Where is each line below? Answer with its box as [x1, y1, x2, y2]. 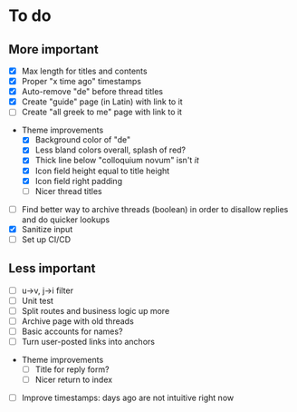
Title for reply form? [34, 364, 110, 375]
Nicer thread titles [34, 185, 102, 196]
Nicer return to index [34, 374, 113, 386]
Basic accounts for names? [21, 326, 123, 337]
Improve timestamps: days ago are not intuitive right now [21, 392, 235, 404]
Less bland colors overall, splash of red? [34, 144, 187, 155]
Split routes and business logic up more [21, 305, 170, 316]
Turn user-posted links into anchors [21, 337, 156, 347]
